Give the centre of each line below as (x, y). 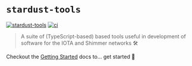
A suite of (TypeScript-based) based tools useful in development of (103, 36)
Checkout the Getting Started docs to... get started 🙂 (71, 57)
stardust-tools (44, 10)
